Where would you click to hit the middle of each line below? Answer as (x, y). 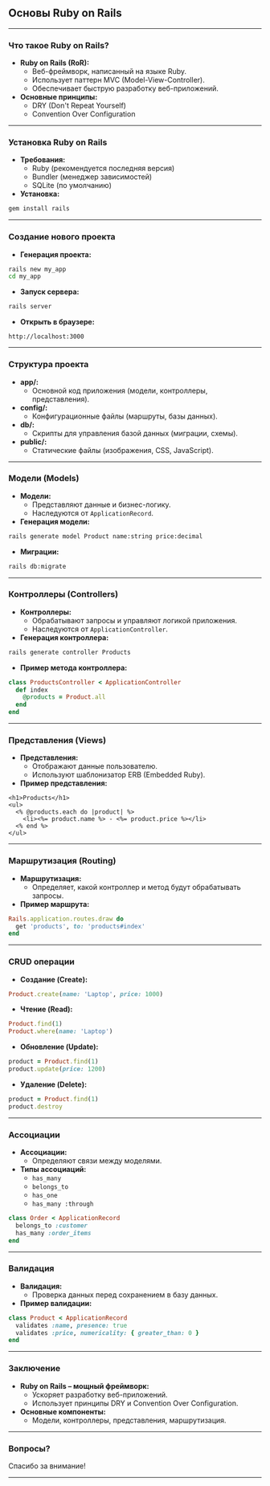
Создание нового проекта (62, 237)
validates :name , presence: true (72, 1325)
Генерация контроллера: (64, 637)
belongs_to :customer (52, 1225)
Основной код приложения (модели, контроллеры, (120, 390)
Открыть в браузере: (57, 322)
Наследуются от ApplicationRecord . (93, 512)
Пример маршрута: (55, 904)
